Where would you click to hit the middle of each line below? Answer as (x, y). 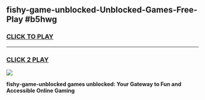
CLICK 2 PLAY (27, 59)
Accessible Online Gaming (41, 90)
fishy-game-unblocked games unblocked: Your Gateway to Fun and (94, 84)
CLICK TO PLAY (30, 37)
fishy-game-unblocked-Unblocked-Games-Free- (102, 10)
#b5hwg (41, 20)
